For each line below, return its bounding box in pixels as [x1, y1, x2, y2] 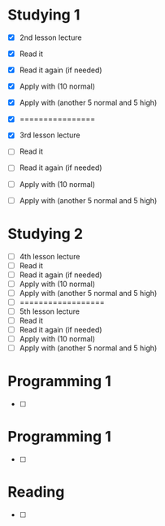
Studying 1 [7, 6, 80, 24]
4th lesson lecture [19, 251, 80, 261]
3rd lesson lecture [19, 130, 80, 140]
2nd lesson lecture [19, 33, 82, 42]
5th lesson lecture [19, 306, 80, 316]
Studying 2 [7, 224, 83, 243]
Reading [7, 483, 65, 502]
